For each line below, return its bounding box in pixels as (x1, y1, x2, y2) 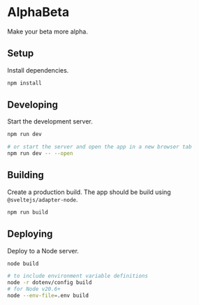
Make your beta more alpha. (7, 27, 89, 36)
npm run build (7, 209, 49, 216)
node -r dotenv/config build (7, 279, 92, 286)
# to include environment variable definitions (7, 273, 149, 280)
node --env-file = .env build (7, 292, 89, 299)
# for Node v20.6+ (7, 285, 61, 293)
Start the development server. (7, 117, 93, 126)
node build (7, 260, 39, 267)
